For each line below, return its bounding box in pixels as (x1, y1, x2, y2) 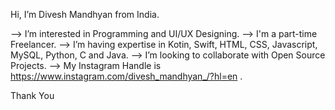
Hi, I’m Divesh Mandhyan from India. (10, 9, 160, 20)
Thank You (10, 90, 55, 101)
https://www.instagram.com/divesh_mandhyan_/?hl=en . (10, 70, 243, 82)
